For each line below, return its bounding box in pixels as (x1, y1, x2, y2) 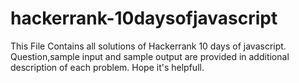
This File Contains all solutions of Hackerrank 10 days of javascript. (10, 40, 287, 52)
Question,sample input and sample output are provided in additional (10, 50, 290, 62)
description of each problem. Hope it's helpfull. (10, 61, 205, 73)
